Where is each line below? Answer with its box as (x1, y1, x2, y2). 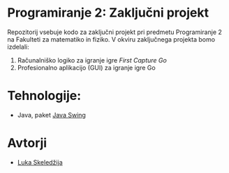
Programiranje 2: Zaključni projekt (7, 5, 209, 21)
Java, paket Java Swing (17, 110, 86, 119)
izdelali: (7, 42, 29, 51)
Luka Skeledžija (17, 158, 63, 166)
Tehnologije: (7, 88, 82, 104)
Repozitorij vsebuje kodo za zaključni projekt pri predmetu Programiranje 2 (7, 28, 222, 36)
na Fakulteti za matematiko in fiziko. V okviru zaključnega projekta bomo (7, 35, 215, 43)
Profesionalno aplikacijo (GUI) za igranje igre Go (17, 63, 156, 72)
